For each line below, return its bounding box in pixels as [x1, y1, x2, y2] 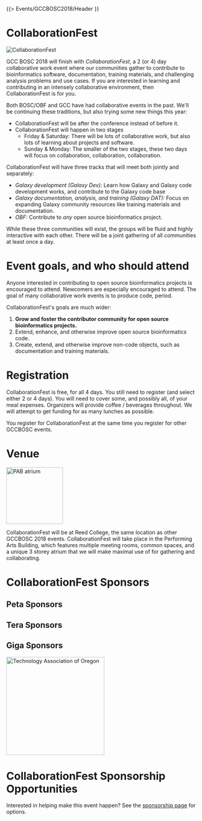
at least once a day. [6, 238, 55, 245]
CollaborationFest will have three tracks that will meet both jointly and [6, 163, 179, 171]
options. [6, 808, 27, 816]
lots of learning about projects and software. [24, 139, 134, 146]
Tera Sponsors [6, 620, 63, 630]
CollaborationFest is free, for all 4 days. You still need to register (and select [6, 388, 195, 396]
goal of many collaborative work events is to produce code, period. [6, 292, 173, 299]
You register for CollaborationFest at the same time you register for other [6, 419, 187, 426]
